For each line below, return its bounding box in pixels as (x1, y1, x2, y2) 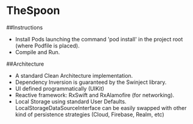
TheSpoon (6, 4, 60, 18)
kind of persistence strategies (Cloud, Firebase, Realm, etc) (15, 111, 164, 118)
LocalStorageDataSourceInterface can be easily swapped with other (15, 104, 187, 111)
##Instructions (6, 24, 43, 31)
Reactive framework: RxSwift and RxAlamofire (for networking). (15, 91, 175, 98)
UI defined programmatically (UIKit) (15, 84, 105, 92)
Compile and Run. (15, 48, 60, 55)
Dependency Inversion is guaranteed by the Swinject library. (15, 78, 167, 86)
